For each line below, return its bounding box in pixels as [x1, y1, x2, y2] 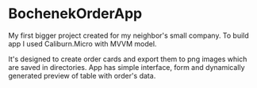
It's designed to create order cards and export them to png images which [8, 54, 247, 64]
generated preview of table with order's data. [8, 71, 156, 80]
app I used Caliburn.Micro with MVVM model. [8, 38, 157, 48]
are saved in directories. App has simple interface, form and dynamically [8, 62, 245, 71]
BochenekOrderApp [8, 5, 143, 23]
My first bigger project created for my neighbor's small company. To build [8, 31, 250, 40]
